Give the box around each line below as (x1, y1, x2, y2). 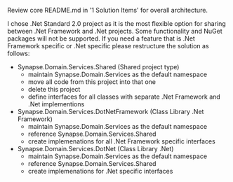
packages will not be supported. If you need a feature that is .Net (7, 34, 195, 43)
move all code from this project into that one (27, 78, 157, 86)
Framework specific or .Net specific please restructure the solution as (7, 42, 209, 50)
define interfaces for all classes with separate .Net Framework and (27, 92, 221, 101)
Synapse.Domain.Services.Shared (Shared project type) (17, 63, 180, 71)
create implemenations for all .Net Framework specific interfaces (27, 137, 215, 146)
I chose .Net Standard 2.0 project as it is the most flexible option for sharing (7, 20, 226, 27)
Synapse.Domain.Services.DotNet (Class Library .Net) (17, 145, 174, 153)
